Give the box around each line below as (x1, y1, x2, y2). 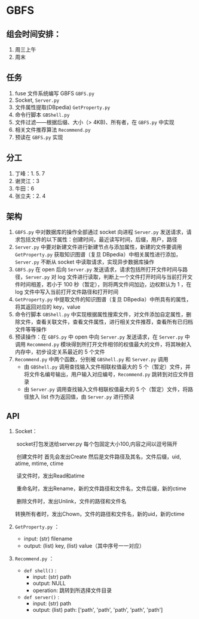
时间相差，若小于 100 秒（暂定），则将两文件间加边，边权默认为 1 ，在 (20, 281, 192, 288)
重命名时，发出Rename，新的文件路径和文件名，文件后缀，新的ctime (16, 485, 186, 492)
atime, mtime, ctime (14, 460, 64, 467)
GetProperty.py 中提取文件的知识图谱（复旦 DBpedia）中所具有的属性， (14, 296, 192, 303)
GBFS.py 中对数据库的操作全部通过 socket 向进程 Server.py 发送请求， (14, 228, 186, 235)
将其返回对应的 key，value (14, 303, 81, 310)
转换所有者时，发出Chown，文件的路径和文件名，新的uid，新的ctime (14, 511, 185, 518)
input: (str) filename (23, 535, 73, 542)
